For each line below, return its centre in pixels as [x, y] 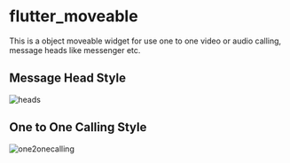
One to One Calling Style [78, 127]
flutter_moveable [74, 16]
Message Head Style [68, 78]
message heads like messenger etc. [75, 50]
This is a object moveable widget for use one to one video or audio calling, [145, 41]
